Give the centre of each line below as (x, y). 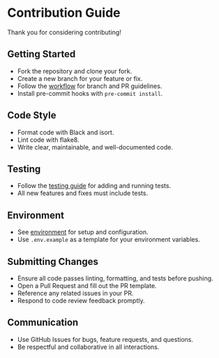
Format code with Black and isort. (66, 132)
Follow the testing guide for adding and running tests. (94, 186)
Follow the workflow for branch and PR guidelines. (90, 86)
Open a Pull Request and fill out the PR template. (87, 286)
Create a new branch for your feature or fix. (80, 78)
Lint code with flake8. (48, 139)
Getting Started (41, 54)
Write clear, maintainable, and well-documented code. (95, 147)
